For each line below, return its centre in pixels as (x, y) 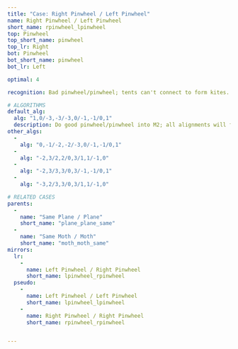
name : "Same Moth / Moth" (58, 237)
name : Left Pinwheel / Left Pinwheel (82, 296)
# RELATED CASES (31, 197)
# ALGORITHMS (27, 105)
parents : (20, 204)
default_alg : (27, 112)
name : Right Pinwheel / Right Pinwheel (85, 316)
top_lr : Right (28, 47)
